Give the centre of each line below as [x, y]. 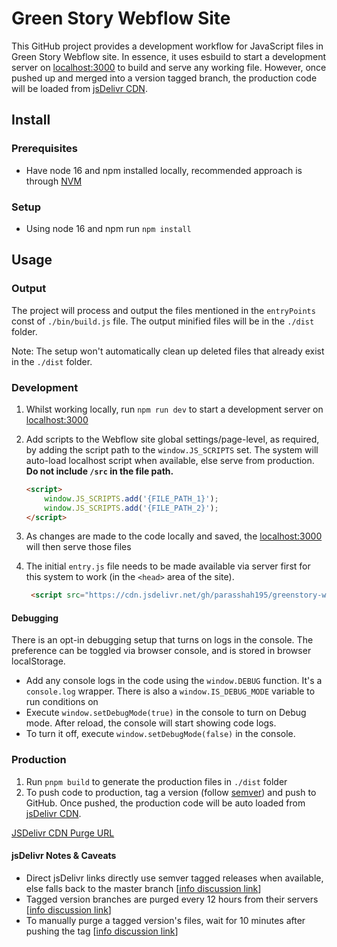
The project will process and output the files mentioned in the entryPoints [163, 310]
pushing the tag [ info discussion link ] [102, 931]
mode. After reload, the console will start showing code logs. [151, 723]
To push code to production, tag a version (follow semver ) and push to [171, 792]
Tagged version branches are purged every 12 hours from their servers [172, 899]
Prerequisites [44, 149]
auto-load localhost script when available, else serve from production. [170, 460]
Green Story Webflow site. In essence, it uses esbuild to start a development [168, 56]
